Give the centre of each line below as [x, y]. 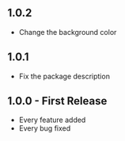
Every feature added [52, 120]
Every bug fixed [45, 128]
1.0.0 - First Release [57, 101]
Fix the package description [64, 76]
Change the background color [68, 32]
